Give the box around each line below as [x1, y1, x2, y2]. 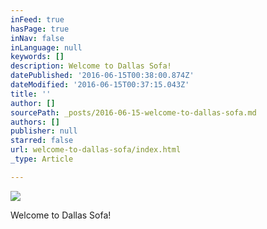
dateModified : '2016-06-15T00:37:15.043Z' [10, 80, 190, 90]
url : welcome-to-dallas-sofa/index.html [10, 145, 182, 155]
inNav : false [10, 33, 65, 43]
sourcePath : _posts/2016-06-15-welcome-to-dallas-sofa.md [10, 107, 257, 118]
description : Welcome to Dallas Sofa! [10, 61, 172, 71]
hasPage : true [10, 24, 70, 34]
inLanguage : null [10, 42, 83, 53]
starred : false [10, 136, 74, 146]
